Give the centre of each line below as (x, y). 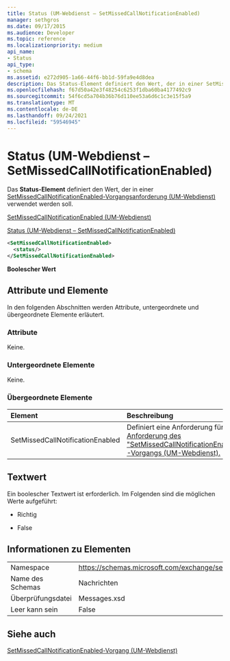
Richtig (27, 514)
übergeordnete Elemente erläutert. (56, 314)
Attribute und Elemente (57, 291)
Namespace (30, 568)
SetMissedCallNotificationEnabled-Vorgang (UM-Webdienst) (92, 651)
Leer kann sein (34, 610)
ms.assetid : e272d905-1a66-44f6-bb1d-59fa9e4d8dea (81, 77)
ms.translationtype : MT (41, 103)
